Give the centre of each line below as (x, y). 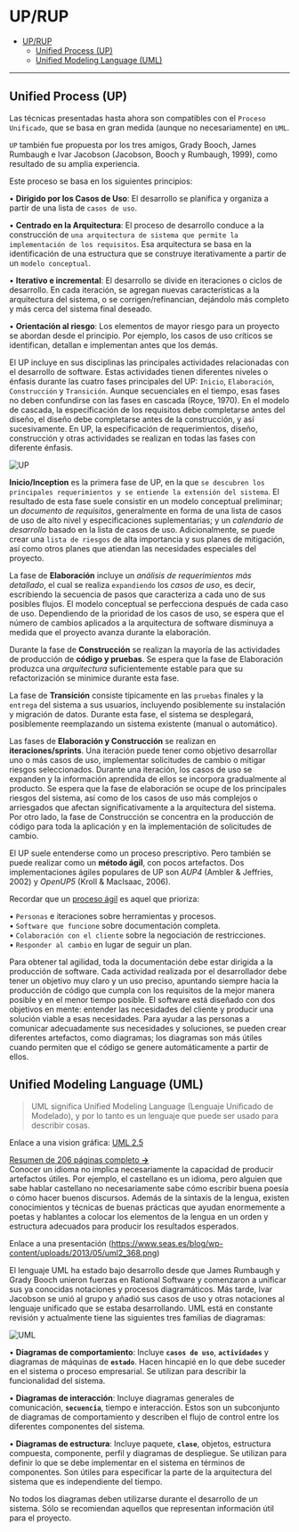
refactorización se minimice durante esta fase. (94, 678)
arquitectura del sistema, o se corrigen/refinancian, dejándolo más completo (149, 299)
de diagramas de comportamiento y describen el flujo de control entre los (144, 1417)
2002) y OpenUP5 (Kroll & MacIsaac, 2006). (90, 882)
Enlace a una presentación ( (61, 1243)
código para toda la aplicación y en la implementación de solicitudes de (141, 826)
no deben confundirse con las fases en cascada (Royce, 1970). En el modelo (149, 400)
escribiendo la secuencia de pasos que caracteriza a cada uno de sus (137, 594)
